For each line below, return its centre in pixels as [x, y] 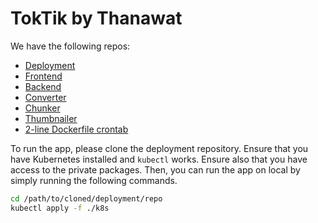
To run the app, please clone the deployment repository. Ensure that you [159, 148]
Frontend [43, 76]
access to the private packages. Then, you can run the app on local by [155, 169]
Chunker [42, 108]
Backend [43, 86]
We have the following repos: [70, 46]
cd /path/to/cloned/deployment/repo [86, 198]
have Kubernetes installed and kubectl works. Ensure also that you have [159, 159]
